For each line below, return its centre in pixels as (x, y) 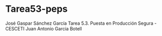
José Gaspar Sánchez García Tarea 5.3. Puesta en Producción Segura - (81, 23)
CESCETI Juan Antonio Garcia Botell (44, 28)
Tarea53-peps (37, 9)
